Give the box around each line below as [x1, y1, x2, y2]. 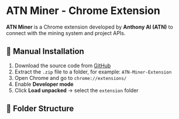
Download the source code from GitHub [14, 62, 111, 69]
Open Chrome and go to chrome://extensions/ [14, 74, 127, 81]
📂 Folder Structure [6, 104, 74, 114]
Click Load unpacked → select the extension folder [14, 86, 139, 94]
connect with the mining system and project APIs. [6, 29, 126, 36]
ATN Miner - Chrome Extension [6, 4, 161, 17]
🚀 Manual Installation [6, 47, 85, 57]
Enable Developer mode [14, 80, 74, 87]
